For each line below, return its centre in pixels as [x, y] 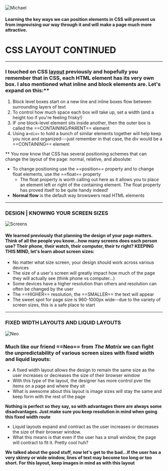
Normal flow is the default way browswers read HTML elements [78, 195]
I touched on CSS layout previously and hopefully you [72, 72]
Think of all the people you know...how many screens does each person [81, 241]
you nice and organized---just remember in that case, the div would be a [87, 139]
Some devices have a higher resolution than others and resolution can [84, 284]
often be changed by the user [43, 289]
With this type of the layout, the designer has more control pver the [81, 380]
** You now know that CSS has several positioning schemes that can [76, 154]
